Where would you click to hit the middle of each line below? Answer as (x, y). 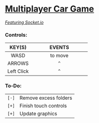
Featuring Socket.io (25, 22)
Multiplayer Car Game (49, 9)
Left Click (18, 71)
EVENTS (59, 47)
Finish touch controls (43, 106)
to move (59, 56)
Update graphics (38, 113)
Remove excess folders (46, 98)
